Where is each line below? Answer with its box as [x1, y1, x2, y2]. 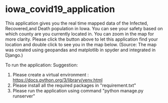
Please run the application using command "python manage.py [12, 87, 144, 93]
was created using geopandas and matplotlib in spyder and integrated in [5, 47, 156, 53]
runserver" [12, 93, 35, 99]
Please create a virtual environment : [12, 71, 89, 77]
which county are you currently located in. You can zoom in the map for [5, 31, 154, 37]
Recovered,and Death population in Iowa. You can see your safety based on [5, 25, 163, 31]
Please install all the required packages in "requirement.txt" [12, 82, 136, 88]
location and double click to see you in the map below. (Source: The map [5, 41, 157, 47]
